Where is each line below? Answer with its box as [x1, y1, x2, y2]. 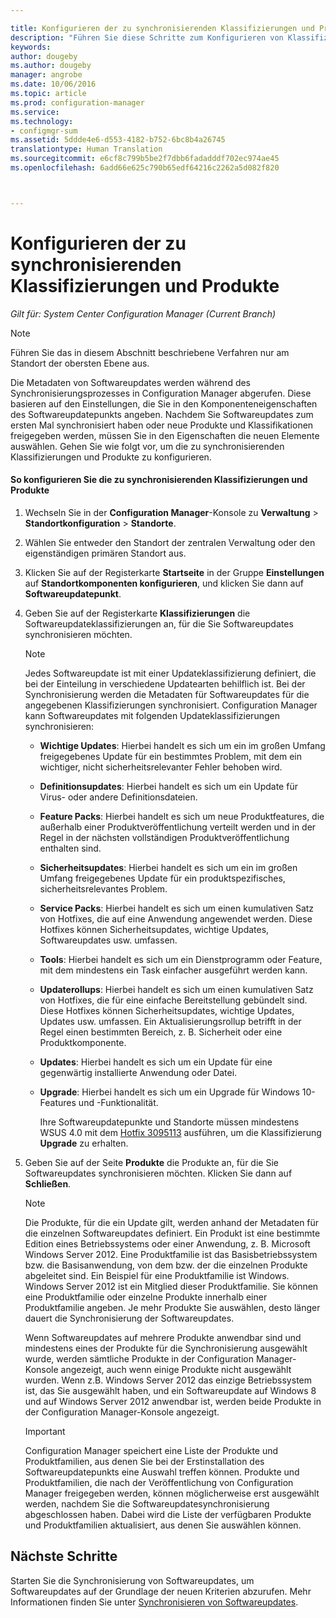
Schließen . [24, 1177, 72, 1190]
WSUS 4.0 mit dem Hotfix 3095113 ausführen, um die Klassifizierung [39, 1126, 322, 1138]
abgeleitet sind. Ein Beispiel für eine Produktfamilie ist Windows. [24, 1269, 290, 1281]
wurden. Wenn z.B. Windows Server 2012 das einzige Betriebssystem [24, 1374, 312, 1386]
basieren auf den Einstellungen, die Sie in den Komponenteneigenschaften [10, 397, 318, 410]
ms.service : [10, 107, 60, 117]
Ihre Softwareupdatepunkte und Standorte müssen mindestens [39, 1116, 300, 1128]
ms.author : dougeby [10, 61, 92, 71]
